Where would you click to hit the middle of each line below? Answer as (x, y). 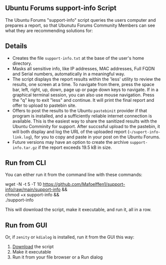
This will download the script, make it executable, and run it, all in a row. (79, 210)
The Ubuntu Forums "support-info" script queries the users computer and (81, 20)
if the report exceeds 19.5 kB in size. (75, 147)
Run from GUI (26, 225)
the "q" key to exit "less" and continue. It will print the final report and (83, 100)
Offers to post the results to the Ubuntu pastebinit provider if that (80, 110)
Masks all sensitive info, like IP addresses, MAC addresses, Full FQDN (83, 68)
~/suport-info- (145, 132)
